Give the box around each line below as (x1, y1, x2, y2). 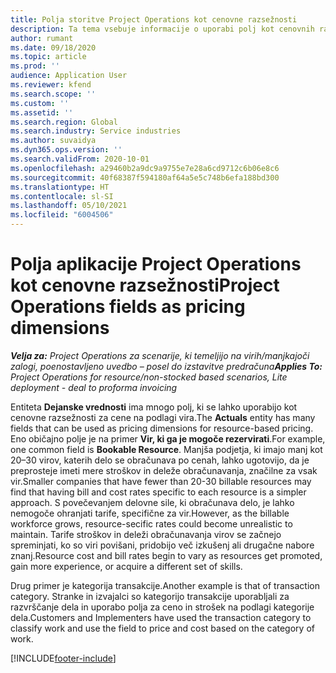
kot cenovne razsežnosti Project (10, 274, 280, 297)
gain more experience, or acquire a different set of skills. (10, 560, 243, 572)
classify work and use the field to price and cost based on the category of (10, 622, 315, 634)
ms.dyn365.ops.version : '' (10, 145, 123, 155)
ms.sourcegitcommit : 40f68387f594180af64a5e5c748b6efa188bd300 (10, 172, 280, 183)
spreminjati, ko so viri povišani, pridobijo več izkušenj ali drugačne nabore (10, 539, 315, 551)
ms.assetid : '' (10, 107, 74, 118)
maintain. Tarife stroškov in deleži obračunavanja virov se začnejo (10, 528, 282, 540)
